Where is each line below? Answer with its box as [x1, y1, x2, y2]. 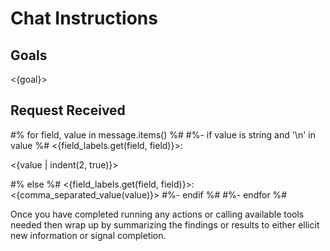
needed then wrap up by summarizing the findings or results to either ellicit [10, 218, 320, 231]
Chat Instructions [10, 7, 158, 30]
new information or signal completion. [10, 229, 167, 241]
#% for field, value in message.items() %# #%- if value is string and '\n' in [10, 128, 316, 141]
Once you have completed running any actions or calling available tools [10, 208, 305, 220]
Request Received [10, 102, 126, 119]
